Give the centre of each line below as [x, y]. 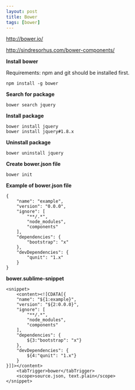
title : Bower [22, 17]
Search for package [31, 95]
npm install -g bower [32, 83]
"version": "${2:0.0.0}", [48, 305]
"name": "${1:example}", [47, 300]
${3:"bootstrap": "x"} [54, 340]
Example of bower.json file [39, 186]
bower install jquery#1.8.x [40, 132]
